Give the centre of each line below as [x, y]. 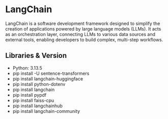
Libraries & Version [36, 56]
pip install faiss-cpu [33, 100]
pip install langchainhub [37, 106]
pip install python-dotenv [39, 84]
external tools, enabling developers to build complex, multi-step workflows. [84, 40]
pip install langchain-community [46, 111]
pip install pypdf [30, 95]
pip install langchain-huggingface [48, 79]
